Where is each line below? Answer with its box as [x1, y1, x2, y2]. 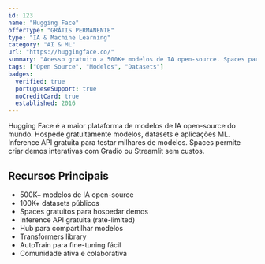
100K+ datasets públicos [19, 198, 100, 207]
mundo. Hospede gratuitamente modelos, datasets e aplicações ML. [8, 129, 230, 139]
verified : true [15, 77, 65, 85]
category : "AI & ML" [8, 41, 77, 49]
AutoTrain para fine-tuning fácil [19, 240, 121, 249]
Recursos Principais [8, 169, 109, 182]
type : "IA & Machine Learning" [8, 33, 111, 42]
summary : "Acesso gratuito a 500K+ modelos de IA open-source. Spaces [8, 56, 245, 64]
